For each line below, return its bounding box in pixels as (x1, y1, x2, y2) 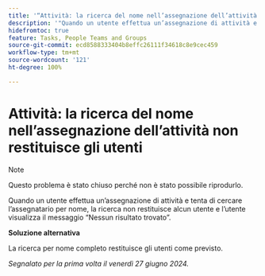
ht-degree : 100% (8, 64, 62, 72)
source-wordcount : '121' (8, 56, 90, 64)
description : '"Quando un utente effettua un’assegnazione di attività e (8, 19, 258, 27)
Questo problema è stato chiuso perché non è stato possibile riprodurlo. (8, 180, 244, 189)
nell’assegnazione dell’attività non (8, 121, 239, 139)
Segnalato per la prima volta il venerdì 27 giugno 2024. (8, 259, 189, 268)
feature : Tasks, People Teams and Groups (8, 33, 148, 42)
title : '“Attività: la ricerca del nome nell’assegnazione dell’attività (8, 11, 258, 20)
